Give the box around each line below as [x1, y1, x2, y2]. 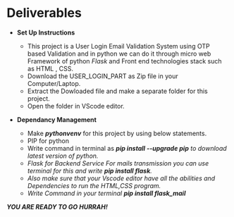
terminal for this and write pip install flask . [27, 166, 152, 175]
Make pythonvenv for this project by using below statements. [27, 129, 207, 137]
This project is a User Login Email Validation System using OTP [27, 42, 210, 50]
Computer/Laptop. [27, 79, 81, 87]
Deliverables [6, 5, 82, 21]
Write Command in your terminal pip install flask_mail [27, 189, 186, 197]
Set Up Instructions [16, 28, 75, 37]
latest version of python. [27, 151, 99, 160]
